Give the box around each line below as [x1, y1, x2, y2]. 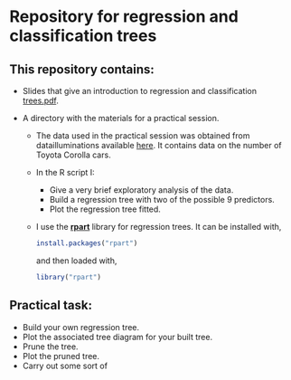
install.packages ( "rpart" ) [35, 239, 138, 248]
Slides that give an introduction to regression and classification [22, 86, 258, 96]
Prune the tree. [22, 341, 79, 352]
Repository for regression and [9, 6, 239, 27]
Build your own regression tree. [22, 321, 140, 332]
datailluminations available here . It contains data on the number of [35, 140, 282, 150]
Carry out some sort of [22, 360, 108, 371]
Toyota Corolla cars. [35, 149, 111, 160]
